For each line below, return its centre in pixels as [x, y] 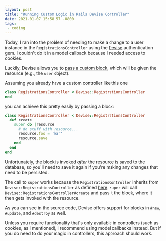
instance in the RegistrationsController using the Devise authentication [79, 48]
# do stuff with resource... [48, 129]
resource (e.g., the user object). [37, 73]
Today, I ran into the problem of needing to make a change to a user [74, 42]
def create [21, 120]
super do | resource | [35, 124]
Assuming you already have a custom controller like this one [66, 83]
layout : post [19, 10]
